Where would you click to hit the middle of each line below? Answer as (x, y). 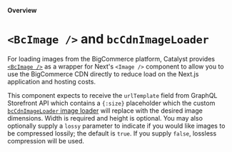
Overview (22, 10)
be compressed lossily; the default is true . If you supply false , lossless (112, 133)
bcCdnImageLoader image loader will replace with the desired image (105, 111)
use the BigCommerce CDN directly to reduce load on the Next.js (103, 74)
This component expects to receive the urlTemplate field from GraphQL (112, 95)
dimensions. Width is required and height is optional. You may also (105, 118)
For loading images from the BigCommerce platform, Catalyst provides (111, 59)
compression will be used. (46, 141)
